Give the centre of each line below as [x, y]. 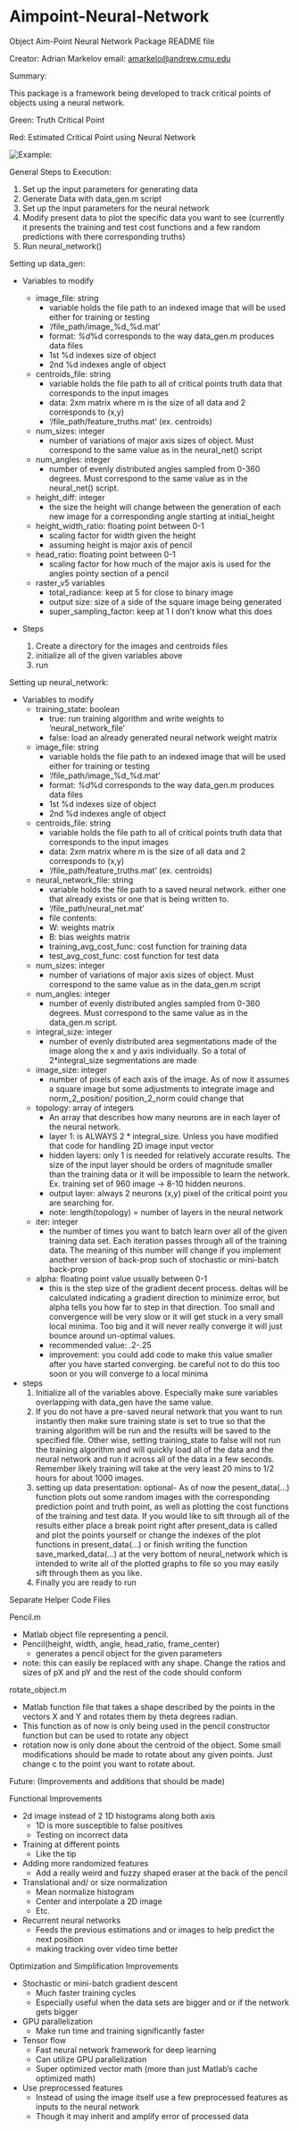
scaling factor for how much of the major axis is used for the [160, 564]
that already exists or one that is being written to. [139, 899]
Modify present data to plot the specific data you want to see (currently [154, 217]
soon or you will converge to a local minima [129, 1373]
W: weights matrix [82, 927]
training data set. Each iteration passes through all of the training [168, 1240]
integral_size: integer [74, 1031]
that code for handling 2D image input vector [131, 1145]
